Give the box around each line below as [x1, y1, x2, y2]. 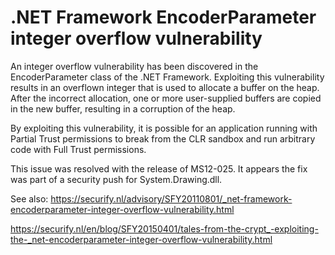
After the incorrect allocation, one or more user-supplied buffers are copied [10, 92, 322, 104]
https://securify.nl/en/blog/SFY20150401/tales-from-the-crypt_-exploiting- [10, 222, 319, 235]
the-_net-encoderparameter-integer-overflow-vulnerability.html [10, 233, 273, 245]
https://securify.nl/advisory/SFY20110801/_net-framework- [50, 192, 293, 205]
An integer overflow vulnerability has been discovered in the [10, 60, 259, 72]
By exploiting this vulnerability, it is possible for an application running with [10, 122, 318, 134]
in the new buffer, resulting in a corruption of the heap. [10, 102, 236, 115]
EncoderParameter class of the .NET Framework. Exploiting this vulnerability [10, 71, 325, 83]
